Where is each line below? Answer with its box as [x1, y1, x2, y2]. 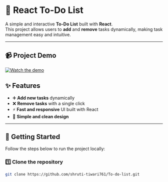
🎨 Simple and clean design [12, 113, 69, 119]
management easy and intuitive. [5, 31, 71, 37]
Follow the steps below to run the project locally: [5, 146, 105, 152]
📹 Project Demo [5, 51, 56, 60]
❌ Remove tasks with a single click [12, 100, 85, 106]
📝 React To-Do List [5, 4, 83, 16]
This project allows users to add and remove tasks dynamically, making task [5, 26, 163, 32]
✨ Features [5, 82, 40, 90]
